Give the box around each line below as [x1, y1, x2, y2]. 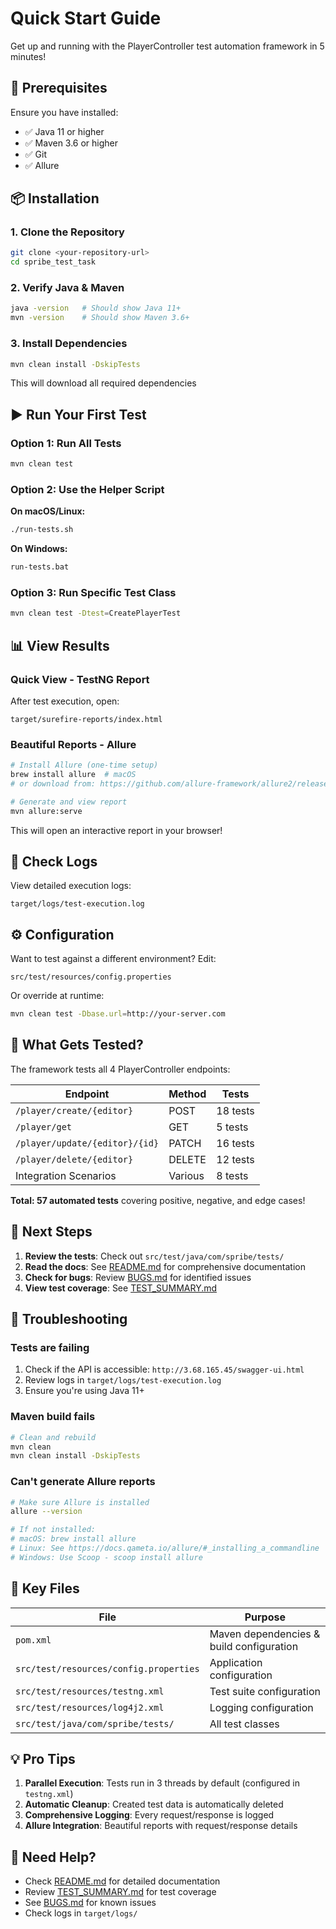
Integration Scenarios [15, 1168, 117, 1182]
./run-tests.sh [10, 525, 74, 535]
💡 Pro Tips [10, 1751, 76, 1768]
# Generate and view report [10, 797, 128, 807]
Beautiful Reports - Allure [10, 737, 137, 751]
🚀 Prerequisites [10, 80, 108, 97]
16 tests [216, 1136, 255, 1150]
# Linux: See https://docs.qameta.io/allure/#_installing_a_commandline [10, 1543, 320, 1554]
